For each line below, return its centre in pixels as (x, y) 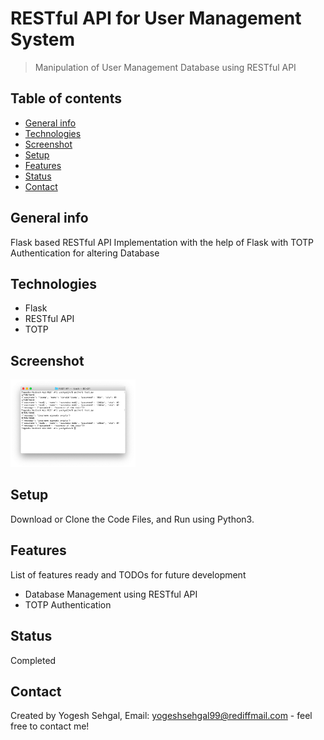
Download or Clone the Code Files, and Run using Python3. (132, 519)
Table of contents (66, 98)
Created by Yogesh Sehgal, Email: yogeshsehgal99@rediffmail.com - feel (161, 716)
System (43, 39)
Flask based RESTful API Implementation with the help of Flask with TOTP (162, 242)
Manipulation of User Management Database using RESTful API (165, 67)
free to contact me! (50, 726)
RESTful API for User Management (156, 18)
